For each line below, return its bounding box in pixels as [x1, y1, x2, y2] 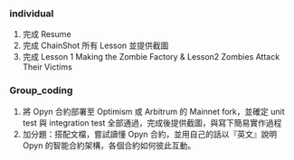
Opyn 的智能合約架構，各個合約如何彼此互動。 [22, 139, 196, 151]
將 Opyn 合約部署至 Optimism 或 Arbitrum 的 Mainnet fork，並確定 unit [22, 106, 285, 117]
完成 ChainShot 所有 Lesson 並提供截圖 [22, 40, 169, 52]
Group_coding [9, 84, 73, 97]
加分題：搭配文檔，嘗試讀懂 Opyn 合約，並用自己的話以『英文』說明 [22, 128, 278, 139]
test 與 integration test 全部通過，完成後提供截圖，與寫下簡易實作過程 [22, 117, 282, 128]
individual [9, 7, 54, 20]
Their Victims [22, 61, 72, 72]
